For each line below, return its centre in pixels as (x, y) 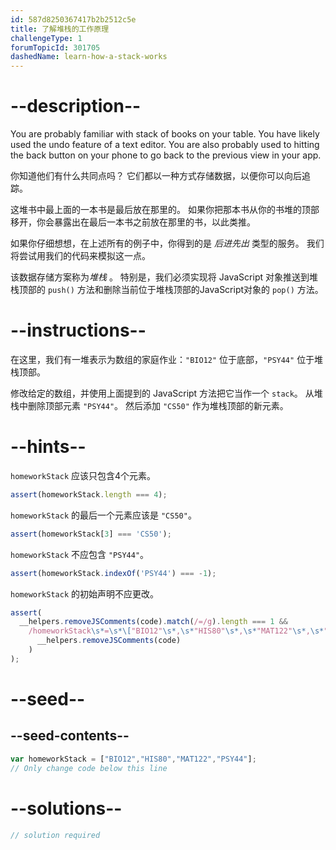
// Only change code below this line (89, 768)
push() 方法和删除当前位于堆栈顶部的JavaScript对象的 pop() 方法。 (185, 290)
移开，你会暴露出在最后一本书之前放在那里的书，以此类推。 (133, 222)
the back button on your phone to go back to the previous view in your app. (166, 155)
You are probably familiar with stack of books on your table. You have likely (165, 134)
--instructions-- (78, 330)
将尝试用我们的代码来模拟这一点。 (80, 256)
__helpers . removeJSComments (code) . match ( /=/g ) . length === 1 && (153, 622)
